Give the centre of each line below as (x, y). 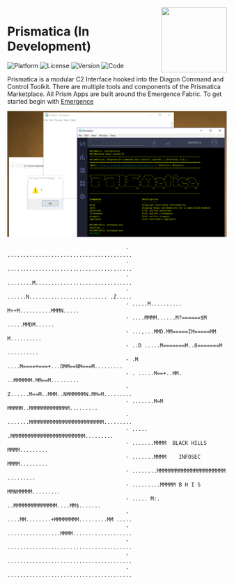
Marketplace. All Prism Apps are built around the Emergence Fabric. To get (115, 94)
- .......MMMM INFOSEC (163, 457)
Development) (49, 46)
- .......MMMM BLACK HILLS (166, 443)
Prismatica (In (48, 32)
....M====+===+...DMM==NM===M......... (65, 366)
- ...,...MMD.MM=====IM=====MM (171, 331)
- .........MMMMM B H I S (163, 484)
